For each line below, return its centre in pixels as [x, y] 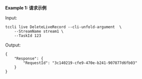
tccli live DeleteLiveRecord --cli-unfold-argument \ [63, 27]
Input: [11, 18]
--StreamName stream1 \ [39, 31]
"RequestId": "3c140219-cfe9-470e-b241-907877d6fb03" [80, 63]
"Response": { [29, 58]
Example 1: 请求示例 [26, 8]
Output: [13, 45]
